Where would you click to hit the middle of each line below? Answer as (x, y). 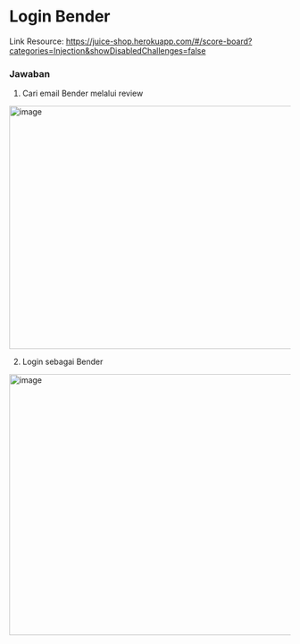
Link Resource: (37, 41)
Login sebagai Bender (62, 362)
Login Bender (60, 17)
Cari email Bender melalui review (83, 93)
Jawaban (30, 73)
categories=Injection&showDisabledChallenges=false (108, 50)
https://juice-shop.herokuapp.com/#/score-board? (159, 41)
